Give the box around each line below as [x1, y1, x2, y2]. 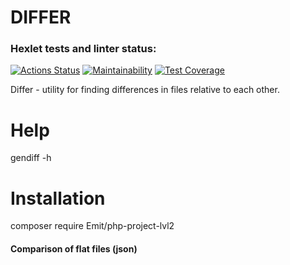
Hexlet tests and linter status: [10, 42, 157, 56]
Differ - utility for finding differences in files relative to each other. [10, 84, 280, 96]
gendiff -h [10, 152, 52, 164]
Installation [10, 187, 106, 210]
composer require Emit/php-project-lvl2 [10, 220, 175, 232]
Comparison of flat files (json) [10, 242, 138, 255]
